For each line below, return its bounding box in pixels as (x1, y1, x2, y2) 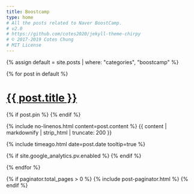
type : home (6, 14, 34, 20)
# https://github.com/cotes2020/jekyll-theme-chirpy (6, 31, 141, 37)
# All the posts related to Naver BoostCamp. (6, 20, 122, 26)
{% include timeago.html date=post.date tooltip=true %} (6, 140, 146, 147)
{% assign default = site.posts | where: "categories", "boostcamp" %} (6, 58, 179, 66)
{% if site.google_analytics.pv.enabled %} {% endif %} (6, 152, 142, 159)
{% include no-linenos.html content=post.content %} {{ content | (6, 122, 167, 129)
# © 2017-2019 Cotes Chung (6, 37, 74, 43)
